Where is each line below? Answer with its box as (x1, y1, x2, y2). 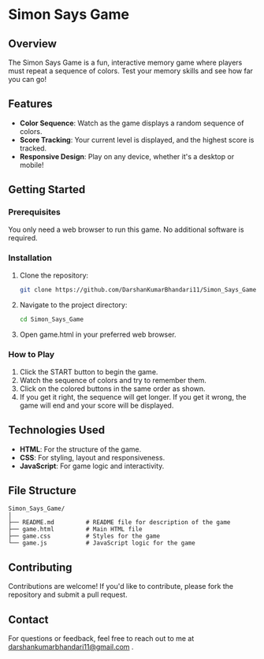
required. (8, 233, 38, 242)
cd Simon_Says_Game (19, 315, 84, 323)
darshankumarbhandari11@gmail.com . (8, 642, 134, 652)
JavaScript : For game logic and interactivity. (19, 461, 165, 471)
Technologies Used (8, 423, 105, 437)
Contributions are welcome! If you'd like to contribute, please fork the (8, 582, 234, 591)
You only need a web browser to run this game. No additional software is (8, 225, 244, 234)
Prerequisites (8, 207, 61, 218)
